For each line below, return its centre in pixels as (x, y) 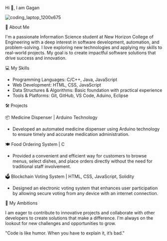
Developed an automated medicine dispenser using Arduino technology (86, 129)
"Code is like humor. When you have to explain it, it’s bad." (65, 233)
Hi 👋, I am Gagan (22, 8)
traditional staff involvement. (42, 166)
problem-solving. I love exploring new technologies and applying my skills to (84, 47)
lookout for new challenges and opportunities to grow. (61, 223)
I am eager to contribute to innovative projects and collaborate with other (80, 213)
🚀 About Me (17, 27)
